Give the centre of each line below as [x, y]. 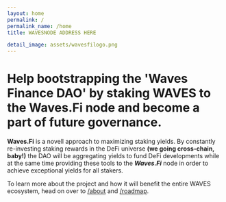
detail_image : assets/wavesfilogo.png [62, 45]
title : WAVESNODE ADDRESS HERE [52, 33]
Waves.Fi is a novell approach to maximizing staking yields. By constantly [111, 142]
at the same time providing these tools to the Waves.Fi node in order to [108, 163]
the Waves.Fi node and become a [103, 108]
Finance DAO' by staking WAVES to [109, 93]
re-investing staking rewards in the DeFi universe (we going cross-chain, [111, 149]
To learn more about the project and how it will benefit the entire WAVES [109, 184]
